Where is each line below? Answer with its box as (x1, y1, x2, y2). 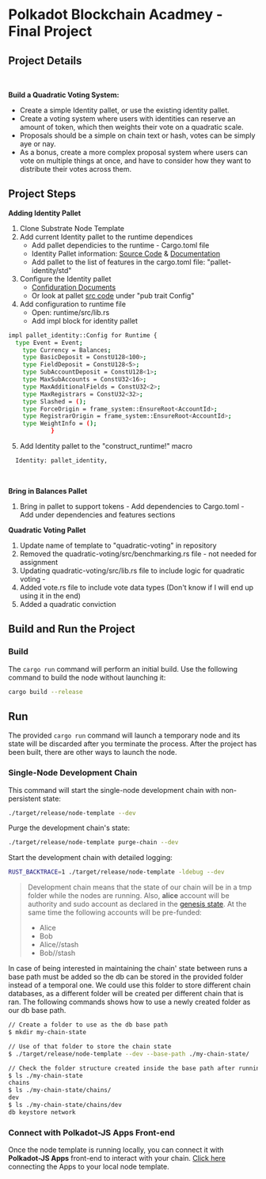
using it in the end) (19, 591, 82, 601)
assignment (19, 557, 58, 567)
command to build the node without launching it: (8, 673, 166, 682)
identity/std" (31, 265, 72, 275)
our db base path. (8, 1006, 66, 1015)
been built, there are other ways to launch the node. (8, 748, 177, 757)
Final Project (8, 22, 93, 40)
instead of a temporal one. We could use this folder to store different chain (8, 980, 251, 990)
